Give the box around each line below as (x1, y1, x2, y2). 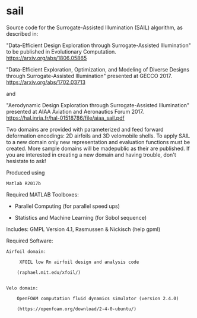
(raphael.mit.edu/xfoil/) (17, 269, 81, 275)
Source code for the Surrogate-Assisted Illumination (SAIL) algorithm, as (6, 24, 183, 31)
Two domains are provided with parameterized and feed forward (6, 126, 164, 133)
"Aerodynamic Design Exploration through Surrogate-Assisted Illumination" (6, 101, 190, 108)
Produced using (6, 169, 45, 176)
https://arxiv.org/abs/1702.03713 (6, 79, 86, 86)
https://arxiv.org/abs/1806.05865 (6, 54, 87, 61)
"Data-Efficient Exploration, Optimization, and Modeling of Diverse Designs (6, 66, 190, 73)
